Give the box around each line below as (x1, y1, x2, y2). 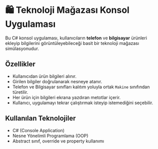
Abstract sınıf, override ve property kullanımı (12, 138, 104, 144)
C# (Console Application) (12, 127, 65, 133)
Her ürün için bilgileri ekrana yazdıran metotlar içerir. (12, 94, 121, 100)
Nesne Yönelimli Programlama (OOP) (12, 133, 88, 139)
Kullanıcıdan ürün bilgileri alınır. (12, 73, 76, 79)
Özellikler (5, 60, 36, 68)
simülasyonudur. (5, 45, 39, 51)
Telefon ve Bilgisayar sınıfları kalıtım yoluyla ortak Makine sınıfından (12, 84, 150, 90)
